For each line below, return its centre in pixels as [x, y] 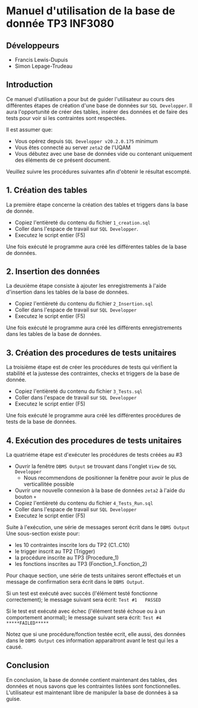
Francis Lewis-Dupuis [41, 60]
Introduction [30, 85]
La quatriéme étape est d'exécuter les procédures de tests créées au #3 [94, 455]
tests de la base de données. [41, 422]
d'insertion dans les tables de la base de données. [68, 292]
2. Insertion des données [53, 272]
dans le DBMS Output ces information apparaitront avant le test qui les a [92, 641]
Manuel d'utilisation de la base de [91, 11]
